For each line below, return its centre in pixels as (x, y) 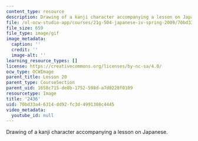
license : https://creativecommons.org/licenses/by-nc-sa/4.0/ (84, 66)
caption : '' (26, 45)
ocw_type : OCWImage (30, 72)
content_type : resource (35, 11)
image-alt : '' (29, 55)
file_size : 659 (25, 28)
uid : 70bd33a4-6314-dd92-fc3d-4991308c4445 (60, 104)
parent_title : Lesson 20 (37, 77)
